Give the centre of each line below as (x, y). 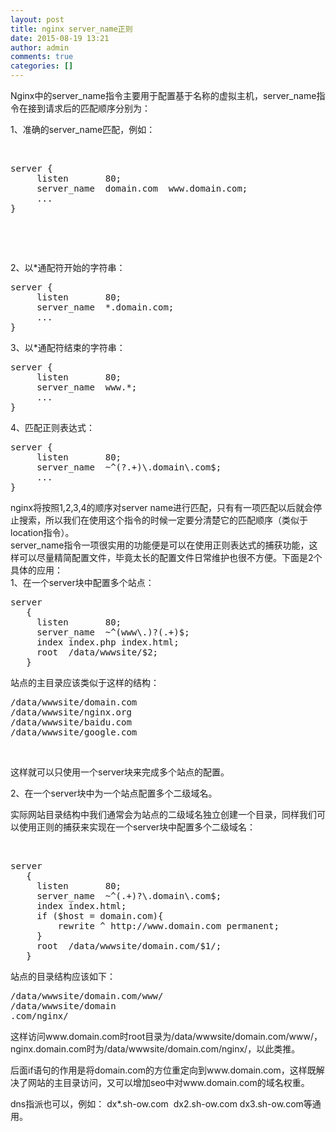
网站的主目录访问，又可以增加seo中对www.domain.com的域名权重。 (168, 1082)
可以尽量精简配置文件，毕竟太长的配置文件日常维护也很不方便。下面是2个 (170, 557)
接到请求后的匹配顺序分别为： (89, 108)
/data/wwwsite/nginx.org (71, 712)
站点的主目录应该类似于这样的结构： (85, 682)
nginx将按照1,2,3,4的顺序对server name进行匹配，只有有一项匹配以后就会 (162, 507)
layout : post (37, 19)
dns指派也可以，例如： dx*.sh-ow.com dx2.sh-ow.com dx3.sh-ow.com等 (161, 1104)
